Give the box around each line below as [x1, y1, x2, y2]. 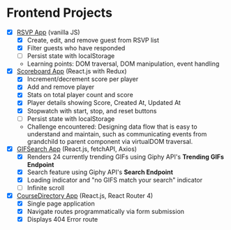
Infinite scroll [27, 183, 64, 192]
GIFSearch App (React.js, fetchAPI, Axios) [16, 145, 137, 153]
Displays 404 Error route [27, 215, 98, 224]
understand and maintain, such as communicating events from [27, 129, 207, 138]
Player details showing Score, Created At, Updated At [27, 99, 181, 107]
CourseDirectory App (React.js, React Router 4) [16, 191, 154, 200]
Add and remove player [27, 82, 95, 92]
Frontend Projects [6, 5, 113, 21]
